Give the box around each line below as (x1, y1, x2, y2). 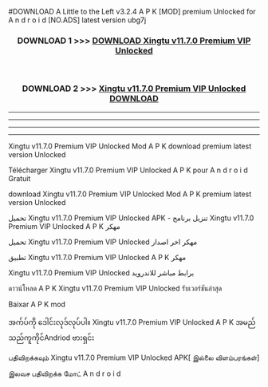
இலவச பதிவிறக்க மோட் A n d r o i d (8, 369, 121, 378)
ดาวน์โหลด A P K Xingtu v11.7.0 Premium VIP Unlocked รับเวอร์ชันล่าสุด (8, 283, 223, 293)
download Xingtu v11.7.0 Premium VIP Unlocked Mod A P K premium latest (8, 189, 252, 199)
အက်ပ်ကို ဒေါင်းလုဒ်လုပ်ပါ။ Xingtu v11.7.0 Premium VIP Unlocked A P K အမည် (8, 317, 256, 326)
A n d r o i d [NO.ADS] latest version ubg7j (8, 15, 147, 25)
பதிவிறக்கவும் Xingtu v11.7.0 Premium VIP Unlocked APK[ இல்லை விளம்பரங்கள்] (8, 353, 260, 362)
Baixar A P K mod (8, 299, 66, 309)
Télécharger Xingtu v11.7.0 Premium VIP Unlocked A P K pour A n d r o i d (8, 165, 249, 175)
